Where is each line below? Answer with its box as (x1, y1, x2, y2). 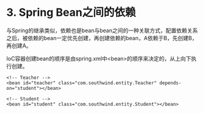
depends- (159, 80, 182, 86)
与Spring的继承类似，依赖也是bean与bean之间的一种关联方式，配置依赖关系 (6, 27, 199, 34)
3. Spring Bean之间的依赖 (6, 5, 136, 19)
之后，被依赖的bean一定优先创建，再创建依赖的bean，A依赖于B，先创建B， (6, 34, 197, 41)
